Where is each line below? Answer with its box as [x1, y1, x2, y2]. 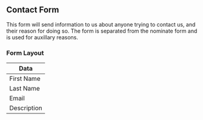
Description [9, 104, 42, 112]
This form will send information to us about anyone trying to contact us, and [6, 21, 196, 28]
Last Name [9, 84, 41, 93]
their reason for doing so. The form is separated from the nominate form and [6, 27, 198, 34]
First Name [9, 75, 41, 83]
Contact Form [6, 5, 59, 15]
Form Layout [6, 48, 44, 57]
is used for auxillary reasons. [6, 33, 79, 41]
